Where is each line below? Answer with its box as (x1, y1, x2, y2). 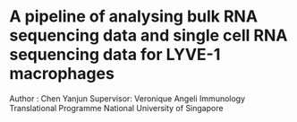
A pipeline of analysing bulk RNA (9, 6, 258, 27)
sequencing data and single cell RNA (9, 25, 288, 46)
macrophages (9, 64, 115, 84)
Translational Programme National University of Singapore (9, 102, 224, 113)
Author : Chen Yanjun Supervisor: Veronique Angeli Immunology (9, 92, 246, 104)
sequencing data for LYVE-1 (9, 45, 221, 65)
